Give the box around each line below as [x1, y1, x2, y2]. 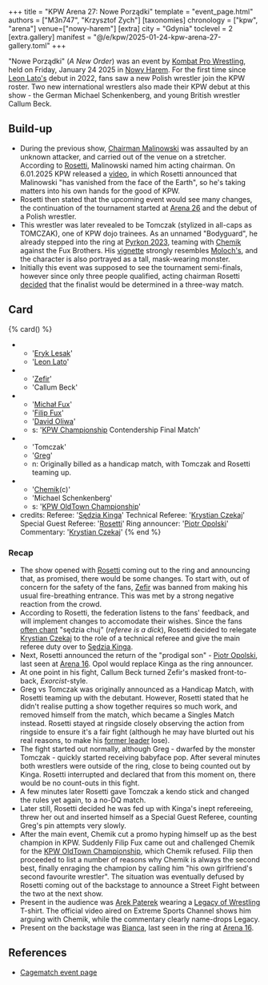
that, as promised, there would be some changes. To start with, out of [19, 573, 250, 583]
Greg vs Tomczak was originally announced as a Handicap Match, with [19, 684, 254, 694]
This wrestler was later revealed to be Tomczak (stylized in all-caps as [19, 220, 252, 229]
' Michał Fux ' [31, 399, 73, 409]
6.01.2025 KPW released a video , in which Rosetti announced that [19, 168, 238, 179]
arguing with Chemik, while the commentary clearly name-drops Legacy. [19, 914, 260, 924]
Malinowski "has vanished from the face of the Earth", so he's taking [19, 177, 246, 187]
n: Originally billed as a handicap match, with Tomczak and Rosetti [31, 458, 250, 468]
